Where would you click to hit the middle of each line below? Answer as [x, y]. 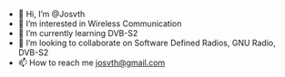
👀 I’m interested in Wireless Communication [100, 24]
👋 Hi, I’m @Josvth [51, 14]
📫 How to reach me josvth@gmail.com [92, 63]
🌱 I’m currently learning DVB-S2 [78, 33]
